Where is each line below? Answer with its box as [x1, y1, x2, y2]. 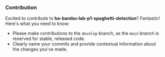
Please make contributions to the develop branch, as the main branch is [12, 30, 159, 36]
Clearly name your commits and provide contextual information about [12, 41, 156, 47]
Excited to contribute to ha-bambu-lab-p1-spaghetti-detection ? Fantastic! [5, 15, 160, 21]
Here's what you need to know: [5, 20, 70, 26]
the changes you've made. [12, 46, 68, 52]
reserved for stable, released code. [12, 35, 85, 41]
